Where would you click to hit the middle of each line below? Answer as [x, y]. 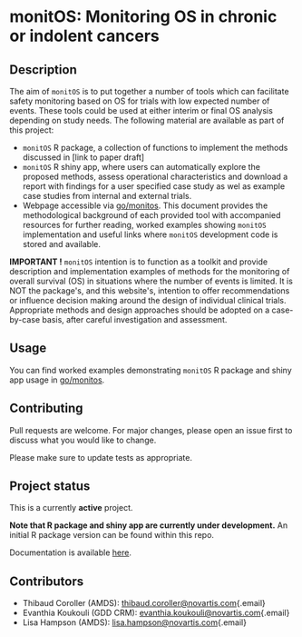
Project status [50, 487]
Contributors [47, 581]
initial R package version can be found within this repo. [112, 535]
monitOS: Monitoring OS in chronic [143, 17]
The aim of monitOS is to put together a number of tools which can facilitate [149, 91]
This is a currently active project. [71, 508]
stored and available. [62, 244]
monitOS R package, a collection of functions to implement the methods [155, 148]
